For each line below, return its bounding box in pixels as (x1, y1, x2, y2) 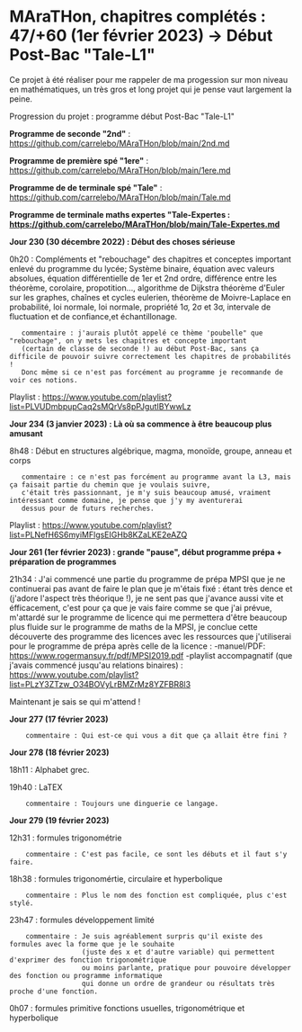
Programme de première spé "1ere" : (9, 155, 149, 166)
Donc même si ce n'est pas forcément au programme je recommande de (21, 367, 283, 377)
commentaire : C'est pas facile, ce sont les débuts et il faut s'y (25, 849, 288, 858)
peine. (9, 93, 33, 104)
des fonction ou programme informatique (9, 971, 164, 980)
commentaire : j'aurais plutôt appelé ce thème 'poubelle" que (21, 328, 263, 337)
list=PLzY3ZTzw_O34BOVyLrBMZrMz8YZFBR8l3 (9, 678, 191, 689)
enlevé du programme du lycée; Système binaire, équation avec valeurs (9, 263, 275, 274)
